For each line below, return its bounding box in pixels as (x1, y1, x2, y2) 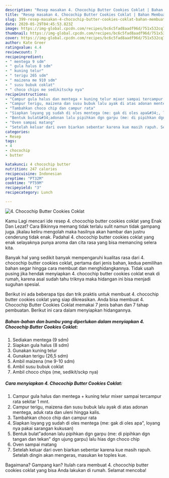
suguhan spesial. (5, 281, 41, 287)
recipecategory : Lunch (5, 190, 53, 195)
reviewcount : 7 (5, 49, 37, 54)
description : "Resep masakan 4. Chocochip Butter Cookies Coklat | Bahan (5, 7, 163, 13)
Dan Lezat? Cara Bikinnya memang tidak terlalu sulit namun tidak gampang (5, 223, 160, 229)
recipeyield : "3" (5, 185, 42, 191)
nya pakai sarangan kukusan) (12, 425, 74, 431)
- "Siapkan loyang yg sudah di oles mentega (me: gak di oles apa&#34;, (5, 110, 161, 116)
